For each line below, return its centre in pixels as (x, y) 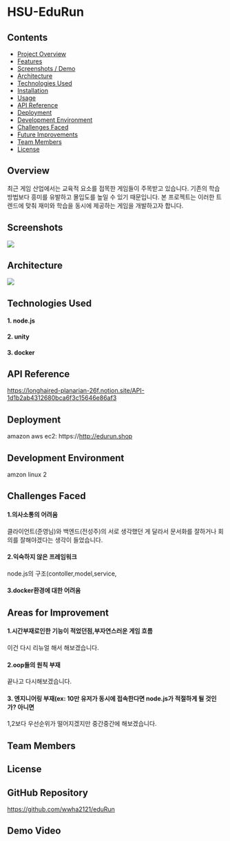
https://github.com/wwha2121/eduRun (61, 809)
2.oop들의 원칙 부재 (34, 665)
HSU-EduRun (46, 12)
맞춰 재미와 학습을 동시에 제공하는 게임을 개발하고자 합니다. (104, 205)
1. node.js (21, 321)
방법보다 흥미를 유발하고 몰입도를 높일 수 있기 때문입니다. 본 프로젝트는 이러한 (111, 196)
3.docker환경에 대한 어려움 (44, 591)
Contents (28, 38)
